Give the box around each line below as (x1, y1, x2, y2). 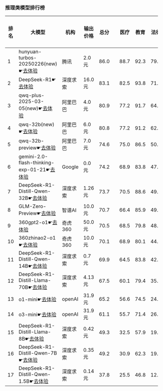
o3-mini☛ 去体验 (18, 311, 57, 318)
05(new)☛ (18, 105, 43, 112)
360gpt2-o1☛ (18, 219, 52, 226)
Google (62, 163, 79, 170)
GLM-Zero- (18, 203, 47, 210)
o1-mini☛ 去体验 (18, 296, 57, 303)
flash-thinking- (18, 159, 55, 166)
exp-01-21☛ (18, 166, 50, 173)
